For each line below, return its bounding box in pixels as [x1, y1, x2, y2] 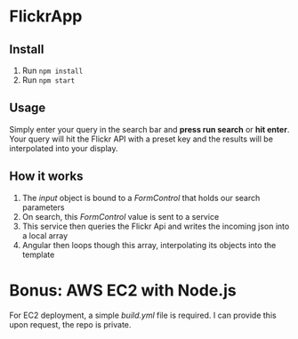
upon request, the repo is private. [9, 319, 132, 330]
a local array [21, 230, 68, 241]
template [21, 249, 55, 260]
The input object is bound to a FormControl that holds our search [21, 192, 261, 203]
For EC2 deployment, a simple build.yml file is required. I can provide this [9, 310, 278, 320]
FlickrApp [9, 6, 83, 27]
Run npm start [21, 75, 76, 85]
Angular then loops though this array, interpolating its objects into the [21, 239, 277, 250]
